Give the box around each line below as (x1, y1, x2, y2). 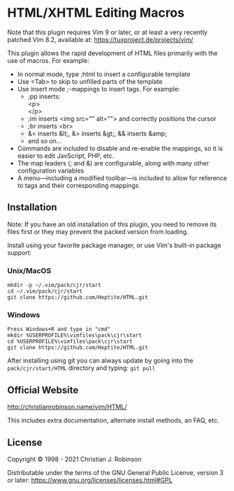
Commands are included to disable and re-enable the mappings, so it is (17, 144, 224, 152)
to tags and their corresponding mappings (17, 181, 139, 189)
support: (7, 248, 32, 256)
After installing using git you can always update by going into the (7, 356, 193, 365)
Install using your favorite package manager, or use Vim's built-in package (7, 241, 221, 249)
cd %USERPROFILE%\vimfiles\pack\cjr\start (7, 338, 133, 345)
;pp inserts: (27, 92, 61, 101)
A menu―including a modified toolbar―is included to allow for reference (17, 173, 227, 182)
